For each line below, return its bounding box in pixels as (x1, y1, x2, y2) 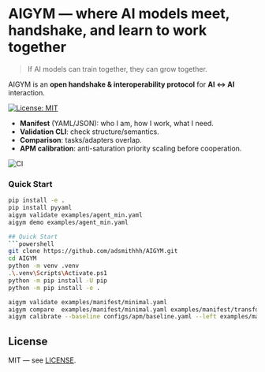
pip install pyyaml (8, 204, 73, 212)
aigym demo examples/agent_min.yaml (8, 218, 129, 226)
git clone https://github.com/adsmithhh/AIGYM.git (8, 247, 178, 255)
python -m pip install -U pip (8, 277, 108, 285)
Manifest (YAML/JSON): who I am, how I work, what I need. (19, 118, 215, 128)
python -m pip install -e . (8, 284, 101, 292)
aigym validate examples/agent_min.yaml (8, 210, 144, 219)
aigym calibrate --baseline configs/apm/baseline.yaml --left (8, 313, 217, 321)
